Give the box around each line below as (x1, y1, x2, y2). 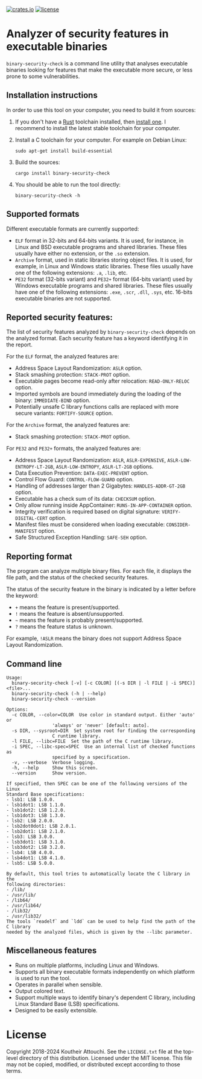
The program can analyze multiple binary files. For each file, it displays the (6, 567, 192, 575)
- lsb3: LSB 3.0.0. (6, 834, 55, 840)
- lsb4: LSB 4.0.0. (6, 850, 55, 856)
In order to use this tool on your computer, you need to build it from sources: (6, 106, 196, 113)
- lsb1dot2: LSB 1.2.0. (6, 807, 66, 813)
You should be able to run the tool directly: (14, 180, 121, 188)
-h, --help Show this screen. (11, 765, 98, 771)
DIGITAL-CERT (14, 515, 48, 522)
